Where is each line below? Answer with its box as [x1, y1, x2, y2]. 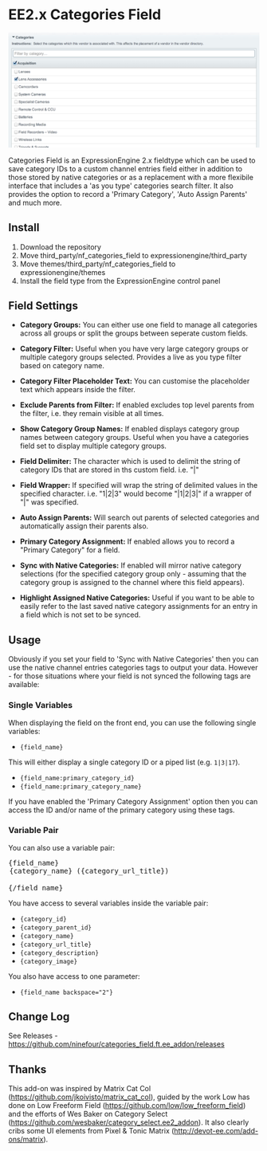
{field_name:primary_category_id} [19, 774, 135, 782]
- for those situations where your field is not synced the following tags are [8, 671, 251, 681]
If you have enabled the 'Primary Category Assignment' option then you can [8, 796, 258, 806]
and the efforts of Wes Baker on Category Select [8, 1110, 168, 1119]
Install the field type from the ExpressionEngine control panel [19, 276, 221, 285]
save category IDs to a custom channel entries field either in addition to [8, 163, 243, 173]
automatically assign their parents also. [19, 521, 149, 531]
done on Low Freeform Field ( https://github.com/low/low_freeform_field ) [8, 1101, 246, 1110]
